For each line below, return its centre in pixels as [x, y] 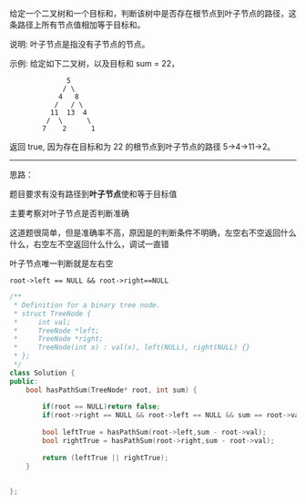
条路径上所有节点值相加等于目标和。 [77, 25]
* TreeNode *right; [58, 339]
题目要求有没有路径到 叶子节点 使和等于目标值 [93, 194]
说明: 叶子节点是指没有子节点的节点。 [80, 44]
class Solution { [42, 373]
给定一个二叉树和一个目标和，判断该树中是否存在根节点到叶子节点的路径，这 [153, 13]
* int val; [42, 322]
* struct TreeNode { [52, 314]
